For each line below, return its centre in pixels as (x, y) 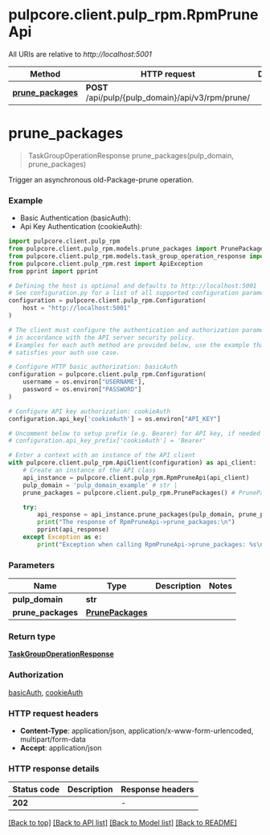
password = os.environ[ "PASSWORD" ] (82, 390)
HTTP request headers (53, 713)
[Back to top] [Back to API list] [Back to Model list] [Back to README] (123, 823)
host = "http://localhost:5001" (77, 308)
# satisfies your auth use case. (64, 352)
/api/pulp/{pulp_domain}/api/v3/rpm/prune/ (168, 97)
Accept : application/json (61, 747)
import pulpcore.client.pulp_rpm (64, 241)
